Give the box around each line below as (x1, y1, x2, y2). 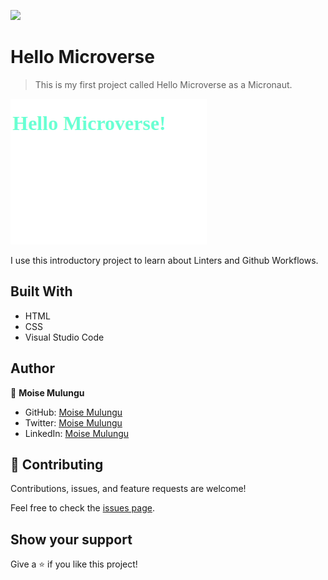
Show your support (10, 531, 133, 548)
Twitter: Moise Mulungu (24, 416, 123, 429)
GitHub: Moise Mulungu (24, 406, 123, 418)
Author (10, 360, 55, 377)
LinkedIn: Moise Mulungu (24, 427, 130, 439)
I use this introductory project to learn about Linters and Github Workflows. (10, 254, 319, 266)
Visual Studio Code (24, 331, 105, 343)
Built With (10, 283, 73, 300)
